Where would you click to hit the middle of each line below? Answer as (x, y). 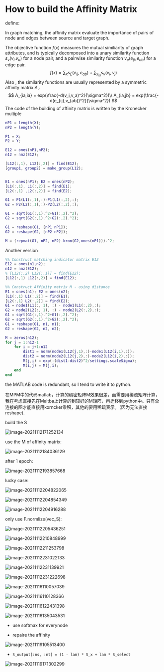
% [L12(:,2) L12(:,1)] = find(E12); (43, 273)
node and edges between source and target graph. (57, 38)
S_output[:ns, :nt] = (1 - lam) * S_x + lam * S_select (71, 655)
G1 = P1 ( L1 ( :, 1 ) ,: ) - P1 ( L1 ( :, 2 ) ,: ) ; (42, 200)
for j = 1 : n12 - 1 (22, 342)
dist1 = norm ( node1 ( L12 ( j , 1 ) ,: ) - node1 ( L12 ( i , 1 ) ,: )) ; (79, 352)
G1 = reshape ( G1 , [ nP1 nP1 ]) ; (37, 227)
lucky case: (17, 480)
